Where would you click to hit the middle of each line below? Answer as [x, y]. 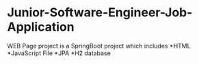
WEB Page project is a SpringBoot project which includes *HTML [99, 46]
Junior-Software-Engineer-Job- [100, 13]
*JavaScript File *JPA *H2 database [59, 53]
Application [41, 27]
